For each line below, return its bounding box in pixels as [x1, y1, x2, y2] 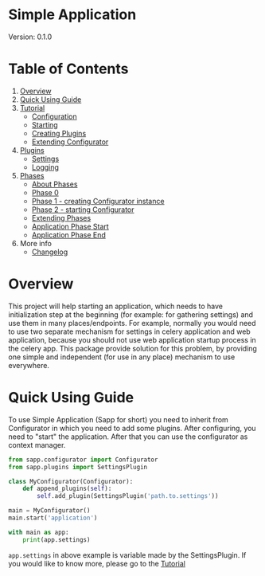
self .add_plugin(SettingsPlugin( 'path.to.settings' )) [37, 492, 219, 500]
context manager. [8, 440, 66, 449]
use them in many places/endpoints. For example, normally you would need [8, 318, 256, 327]
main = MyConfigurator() [8, 507, 91, 515]
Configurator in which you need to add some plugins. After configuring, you [8, 423, 256, 433]
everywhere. [8, 360, 50, 370]
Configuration [31, 112, 77, 121]
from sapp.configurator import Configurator [8, 456, 158, 464]
